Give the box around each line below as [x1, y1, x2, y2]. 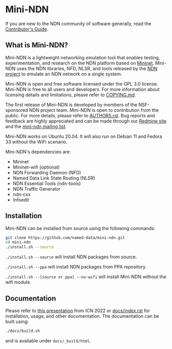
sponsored [5, 107, 28, 113]
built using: [5, 319, 29, 324]
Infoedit [12, 196, 29, 203]
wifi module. [5, 279, 32, 285]
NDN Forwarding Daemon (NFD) [12, 169, 81, 175]
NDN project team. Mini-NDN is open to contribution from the [29, 107, 159, 113]
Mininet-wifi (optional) [12, 164, 60, 170]
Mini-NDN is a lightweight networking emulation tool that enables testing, [5, 54, 160, 60]
